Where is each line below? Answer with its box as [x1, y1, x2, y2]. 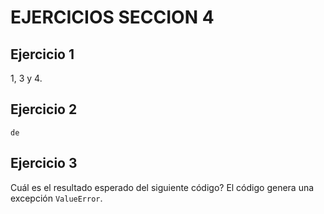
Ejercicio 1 [10, 46, 75, 63]
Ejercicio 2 [10, 101, 78, 118]
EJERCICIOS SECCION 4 [10, 6, 215, 29]
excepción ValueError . [10, 192, 103, 204]
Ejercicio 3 [10, 155, 78, 172]
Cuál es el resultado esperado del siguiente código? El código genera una [10, 181, 315, 193]
